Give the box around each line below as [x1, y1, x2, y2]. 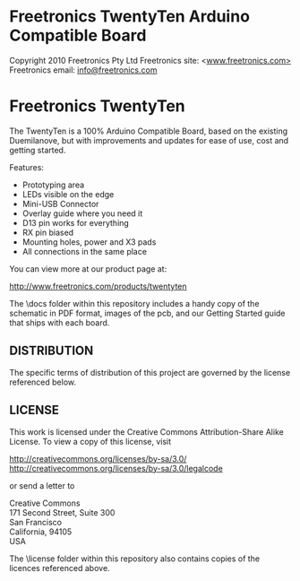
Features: [9, 161, 45, 172]
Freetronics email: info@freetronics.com [9, 65, 158, 75]
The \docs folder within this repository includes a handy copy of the [9, 298, 260, 308]
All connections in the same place [21, 246, 148, 256]
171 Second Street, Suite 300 [9, 507, 116, 517]
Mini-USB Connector [21, 198, 99, 209]
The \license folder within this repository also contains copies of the [9, 553, 261, 564]
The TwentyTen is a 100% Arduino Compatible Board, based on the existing [9, 126, 288, 136]
